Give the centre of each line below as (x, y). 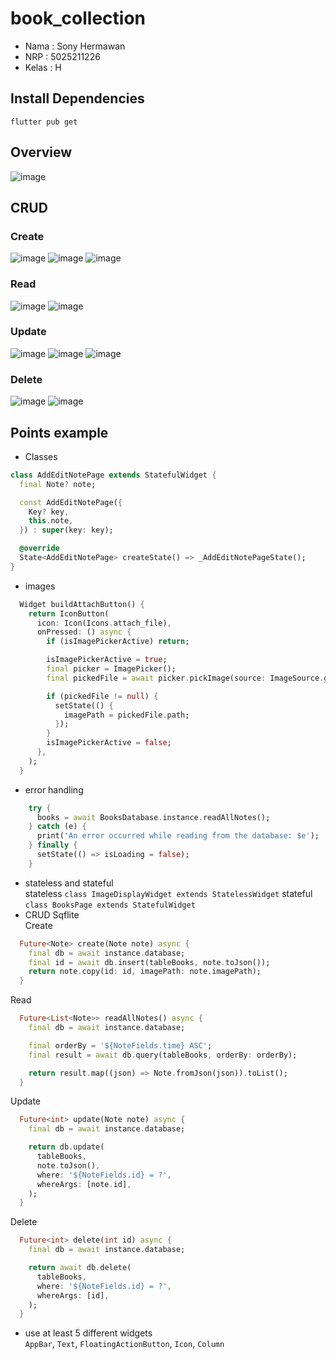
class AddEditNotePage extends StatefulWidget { (113, 475)
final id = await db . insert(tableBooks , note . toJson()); (149, 962)
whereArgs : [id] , (73, 1295)
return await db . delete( (80, 1268)
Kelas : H (43, 67)
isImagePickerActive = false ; (109, 743)
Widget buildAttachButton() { (82, 604)
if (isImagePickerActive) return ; (118, 642)
